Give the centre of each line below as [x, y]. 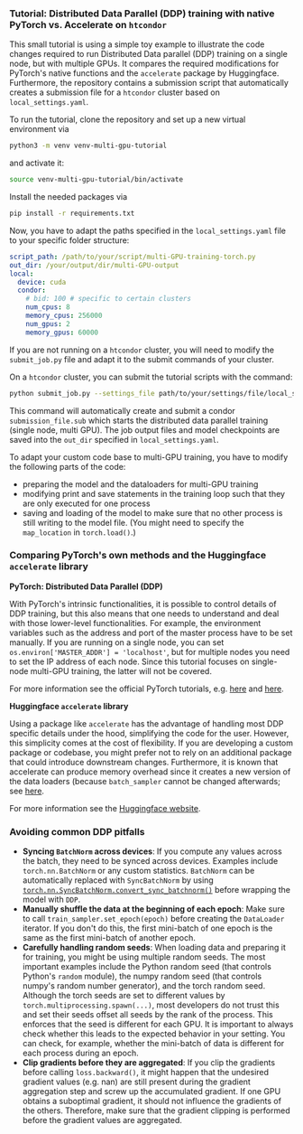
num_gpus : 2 [48, 323]
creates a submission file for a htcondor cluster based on [115, 92]
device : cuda [42, 282]
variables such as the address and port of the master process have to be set [151, 633]
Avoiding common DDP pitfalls [77, 831]
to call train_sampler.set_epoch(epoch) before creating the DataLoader [153, 919]
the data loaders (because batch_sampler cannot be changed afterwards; [145, 781]
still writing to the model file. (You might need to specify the [133, 522]
